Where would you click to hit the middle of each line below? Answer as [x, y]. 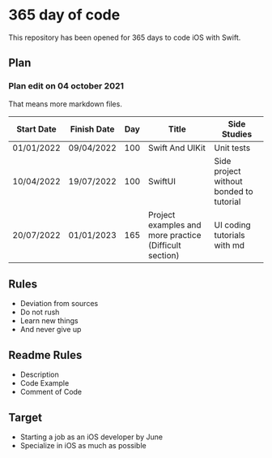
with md [229, 245]
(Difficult [165, 245]
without [228, 181]
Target [25, 417]
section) [164, 255]
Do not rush [40, 312]
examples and [175, 225]
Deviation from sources [59, 304]
